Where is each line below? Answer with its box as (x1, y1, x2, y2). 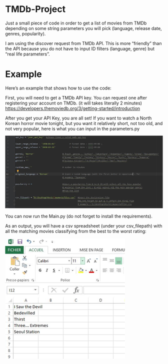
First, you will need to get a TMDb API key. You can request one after (5, 94, 147, 100)
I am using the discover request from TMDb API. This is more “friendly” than (5, 40, 162, 46)
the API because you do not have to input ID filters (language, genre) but (5, 45, 155, 51)
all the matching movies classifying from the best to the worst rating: (5, 228, 146, 234)
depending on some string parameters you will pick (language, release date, (5, 25, 162, 31)
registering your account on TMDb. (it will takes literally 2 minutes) (5, 100, 142, 106)
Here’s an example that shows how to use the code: (5, 85, 111, 91)
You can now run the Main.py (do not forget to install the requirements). (5, 213, 152, 219)
